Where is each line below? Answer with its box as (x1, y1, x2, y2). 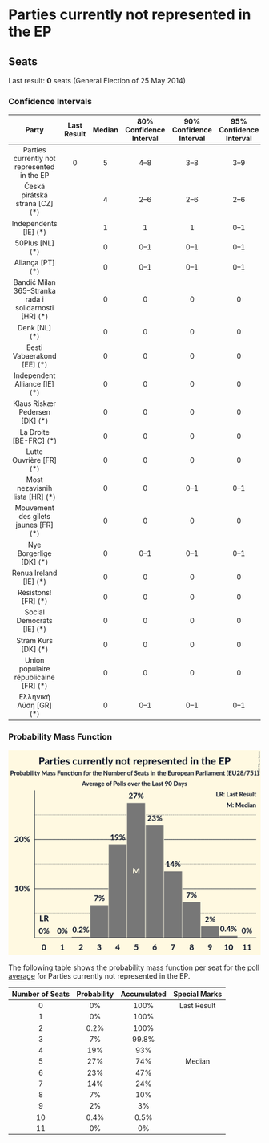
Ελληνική (18, 692, 50, 702)
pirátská (21, 190, 48, 200)
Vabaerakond (12, 351, 57, 360)
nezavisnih (17, 484, 53, 493)
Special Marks (173, 989, 223, 999)
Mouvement (14, 503, 54, 513)
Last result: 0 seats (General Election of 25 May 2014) (8, 76, 187, 85)
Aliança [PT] (14, 258, 55, 268)
